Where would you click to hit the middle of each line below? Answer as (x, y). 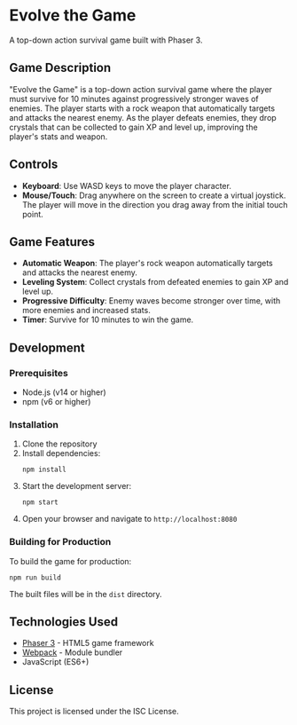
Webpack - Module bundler (72, 652)
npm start (40, 502)
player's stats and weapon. (59, 136)
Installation (34, 424)
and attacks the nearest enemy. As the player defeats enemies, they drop (143, 117)
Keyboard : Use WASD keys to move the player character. (127, 185)
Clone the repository (59, 444)
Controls (34, 165)
